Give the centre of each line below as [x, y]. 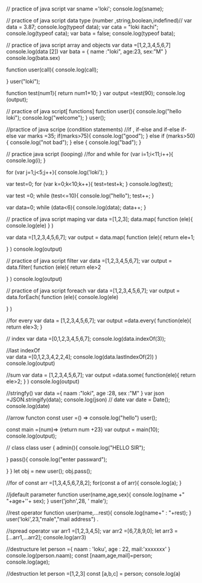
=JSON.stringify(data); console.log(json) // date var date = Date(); [88, 400]
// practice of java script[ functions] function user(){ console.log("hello [94, 111]
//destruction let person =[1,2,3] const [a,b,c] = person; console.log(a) [93, 574]
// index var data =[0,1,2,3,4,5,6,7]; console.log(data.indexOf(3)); [86, 339]
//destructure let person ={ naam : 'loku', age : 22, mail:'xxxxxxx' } [88, 549]
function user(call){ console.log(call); [52, 70]
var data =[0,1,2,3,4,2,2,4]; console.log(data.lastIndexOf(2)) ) [82, 357]
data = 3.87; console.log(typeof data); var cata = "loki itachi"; [82, 27]
